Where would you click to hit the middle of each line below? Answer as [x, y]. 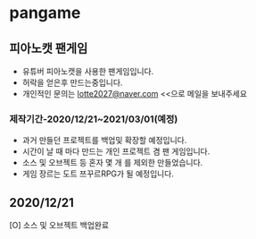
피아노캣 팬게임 [49, 48]
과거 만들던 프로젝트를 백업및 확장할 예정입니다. [104, 141]
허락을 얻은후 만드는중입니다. [72, 82]
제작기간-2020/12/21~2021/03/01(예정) [94, 119]
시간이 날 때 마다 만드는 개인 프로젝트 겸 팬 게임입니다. [116, 151]
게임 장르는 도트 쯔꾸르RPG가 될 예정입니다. [98, 174]
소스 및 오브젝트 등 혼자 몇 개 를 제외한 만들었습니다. [112, 163]
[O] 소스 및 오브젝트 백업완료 [59, 226]
